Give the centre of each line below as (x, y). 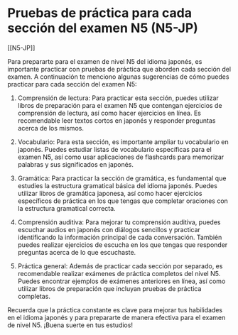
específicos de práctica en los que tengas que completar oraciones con (123, 201)
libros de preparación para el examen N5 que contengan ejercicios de (120, 105)
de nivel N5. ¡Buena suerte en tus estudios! (70, 325)
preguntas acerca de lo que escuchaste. (77, 252)
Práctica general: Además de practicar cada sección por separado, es (120, 266)
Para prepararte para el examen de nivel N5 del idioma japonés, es (105, 61)
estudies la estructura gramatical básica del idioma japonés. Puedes (118, 185)
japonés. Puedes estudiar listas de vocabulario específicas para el (114, 149)
